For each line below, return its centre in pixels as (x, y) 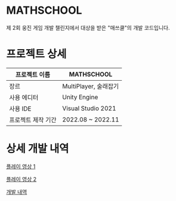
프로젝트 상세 (36, 54)
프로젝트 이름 (33, 74)
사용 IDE (20, 108)
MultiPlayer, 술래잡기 (91, 86)
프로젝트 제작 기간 (33, 120)
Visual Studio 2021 (89, 108)
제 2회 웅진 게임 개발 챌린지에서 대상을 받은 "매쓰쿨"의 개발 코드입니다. (88, 28)
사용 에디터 (24, 98)
